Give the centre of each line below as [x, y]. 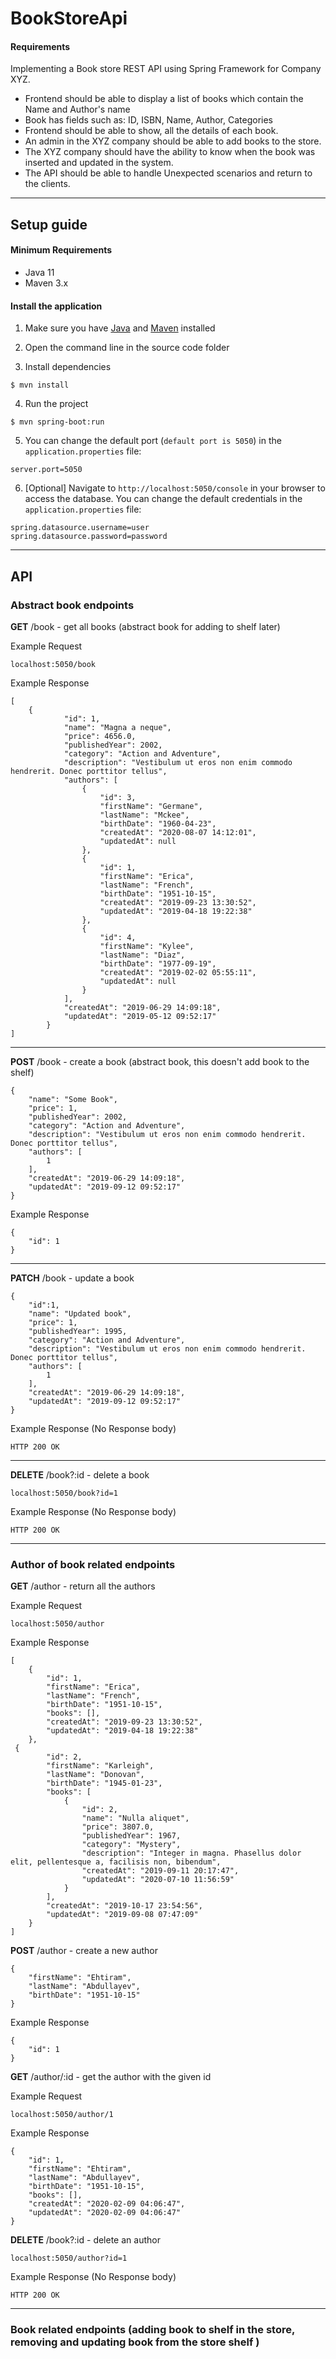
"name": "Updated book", [80, 1313]
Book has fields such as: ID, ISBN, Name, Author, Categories [148, 120]
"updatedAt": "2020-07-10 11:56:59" [158, 1880]
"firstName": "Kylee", [147, 946]
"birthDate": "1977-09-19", [158, 963]
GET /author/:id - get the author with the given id [111, 2077]
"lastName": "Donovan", [95, 1775]
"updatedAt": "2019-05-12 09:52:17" [140, 1016]
